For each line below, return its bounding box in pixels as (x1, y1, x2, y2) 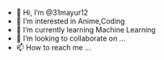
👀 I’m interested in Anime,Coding (15, 16, 125, 26)
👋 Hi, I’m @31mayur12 (15, 8, 89, 17)
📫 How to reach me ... (15, 43, 91, 52)
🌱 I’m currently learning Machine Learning (15, 25, 156, 34)
